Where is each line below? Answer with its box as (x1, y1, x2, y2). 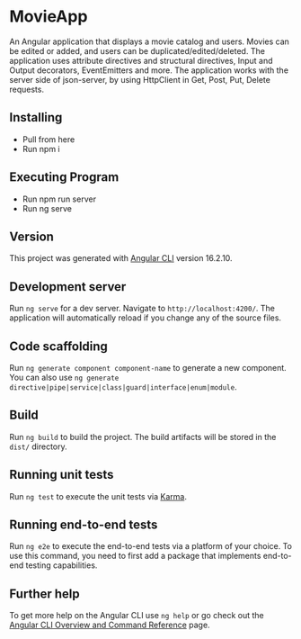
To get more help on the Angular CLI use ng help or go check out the (9, 610, 264, 621)
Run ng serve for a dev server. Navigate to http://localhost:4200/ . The (9, 303, 276, 314)
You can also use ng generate (9, 372, 120, 382)
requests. (9, 84, 45, 94)
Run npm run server (22, 193, 97, 204)
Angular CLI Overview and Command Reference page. (9, 619, 210, 631)
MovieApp (9, 6, 88, 27)
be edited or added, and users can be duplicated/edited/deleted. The (9, 45, 265, 56)
